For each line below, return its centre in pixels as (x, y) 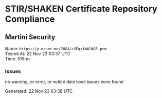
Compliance (30, 19)
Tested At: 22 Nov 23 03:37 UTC (38, 54)
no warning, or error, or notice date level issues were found (64, 82)
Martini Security (30, 37)
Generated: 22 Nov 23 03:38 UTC (39, 91)
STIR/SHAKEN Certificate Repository (81, 9)
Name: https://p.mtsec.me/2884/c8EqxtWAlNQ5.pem (56, 49)
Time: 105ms (18, 59)
